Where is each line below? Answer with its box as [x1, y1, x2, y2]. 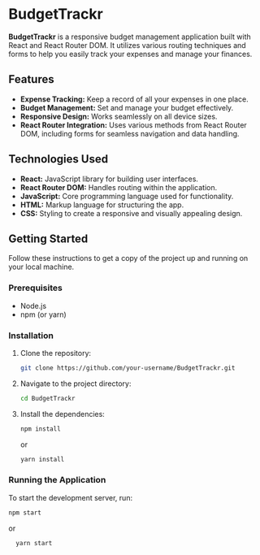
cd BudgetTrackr [19, 394, 76, 402]
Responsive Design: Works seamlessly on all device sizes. [19, 111, 218, 121]
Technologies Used [8, 152, 108, 167]
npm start [8, 509, 42, 517]
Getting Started [8, 232, 89, 245]
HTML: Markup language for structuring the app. [19, 200, 184, 210]
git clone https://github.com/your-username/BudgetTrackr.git [19, 363, 236, 372]
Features [8, 72, 54, 86]
